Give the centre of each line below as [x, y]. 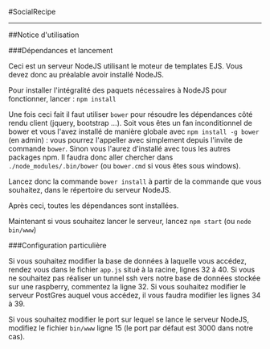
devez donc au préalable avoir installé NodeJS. [86, 75]
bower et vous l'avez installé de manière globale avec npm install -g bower [134, 131]
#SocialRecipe [32, 12]
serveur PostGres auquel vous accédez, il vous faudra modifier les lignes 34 [135, 295]
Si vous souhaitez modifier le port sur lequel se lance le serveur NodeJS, [129, 319]
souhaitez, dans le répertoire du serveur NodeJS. [90, 190]
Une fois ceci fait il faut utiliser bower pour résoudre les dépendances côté [131, 114]
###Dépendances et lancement [61, 50]
